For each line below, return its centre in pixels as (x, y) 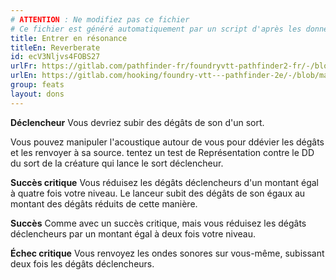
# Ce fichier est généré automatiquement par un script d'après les (156, 29)
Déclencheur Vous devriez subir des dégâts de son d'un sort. (137, 122)
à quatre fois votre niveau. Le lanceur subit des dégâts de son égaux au (158, 193)
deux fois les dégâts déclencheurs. (82, 263)
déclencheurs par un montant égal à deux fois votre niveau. (133, 233)
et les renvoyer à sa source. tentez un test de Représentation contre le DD (162, 152)
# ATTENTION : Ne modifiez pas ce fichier (100, 19)
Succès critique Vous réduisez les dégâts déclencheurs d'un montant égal (164, 182)
